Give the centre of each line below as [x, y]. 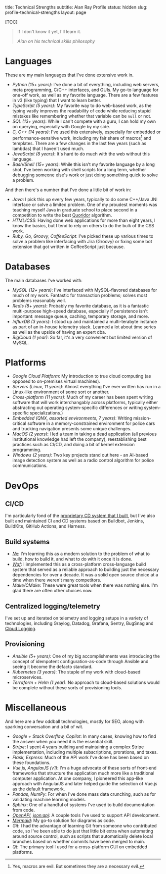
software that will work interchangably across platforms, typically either [85, 403]
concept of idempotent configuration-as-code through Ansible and [80, 661]
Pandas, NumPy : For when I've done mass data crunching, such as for [84, 794]
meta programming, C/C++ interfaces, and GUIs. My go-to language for [85, 90]
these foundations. [31, 763]
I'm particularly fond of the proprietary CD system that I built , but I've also [80, 516]
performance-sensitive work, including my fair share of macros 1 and [82, 137]
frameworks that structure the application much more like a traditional [83, 773]
